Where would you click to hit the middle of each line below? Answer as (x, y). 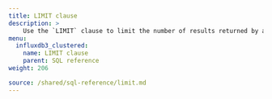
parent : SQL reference (61, 61)
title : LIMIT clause (43, 16)
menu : (17, 38)
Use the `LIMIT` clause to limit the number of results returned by (141, 31)
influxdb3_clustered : (52, 46)
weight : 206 (28, 68)
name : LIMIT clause (56, 53)
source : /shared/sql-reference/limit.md (78, 82)
